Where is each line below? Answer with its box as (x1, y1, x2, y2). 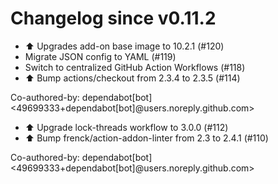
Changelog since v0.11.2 (10, 7, 217, 30)
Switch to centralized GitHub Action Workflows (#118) (24, 61, 246, 73)
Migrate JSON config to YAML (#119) (24, 50, 177, 62)
